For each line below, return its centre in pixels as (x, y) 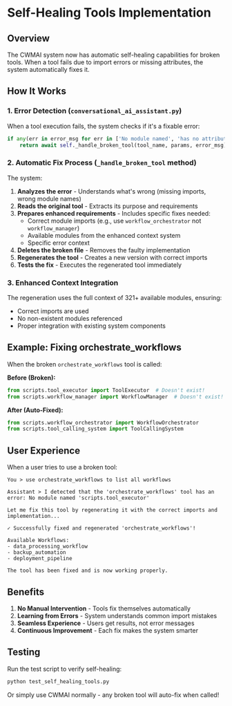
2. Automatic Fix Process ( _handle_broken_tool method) (102, 162)
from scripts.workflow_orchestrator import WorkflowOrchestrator (103, 422)
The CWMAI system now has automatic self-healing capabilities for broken (114, 55)
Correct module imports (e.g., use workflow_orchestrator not (114, 221)
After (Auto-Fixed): (35, 410)
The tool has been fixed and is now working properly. (88, 571)
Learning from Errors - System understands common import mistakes (117, 615)
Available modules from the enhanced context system (104, 235)
